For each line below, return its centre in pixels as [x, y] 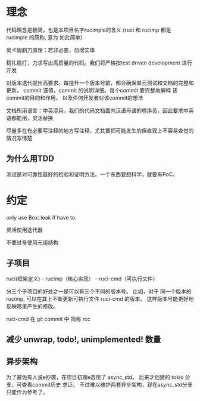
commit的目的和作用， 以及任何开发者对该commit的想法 [75, 98]
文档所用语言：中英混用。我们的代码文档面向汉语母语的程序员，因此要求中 [97, 110]
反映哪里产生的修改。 [32, 306]
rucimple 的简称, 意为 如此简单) [44, 37]
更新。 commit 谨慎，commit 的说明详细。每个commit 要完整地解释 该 [92, 90]
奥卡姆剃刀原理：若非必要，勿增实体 [51, 50]
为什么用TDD [30, 159]
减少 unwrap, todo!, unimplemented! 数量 [84, 339]
